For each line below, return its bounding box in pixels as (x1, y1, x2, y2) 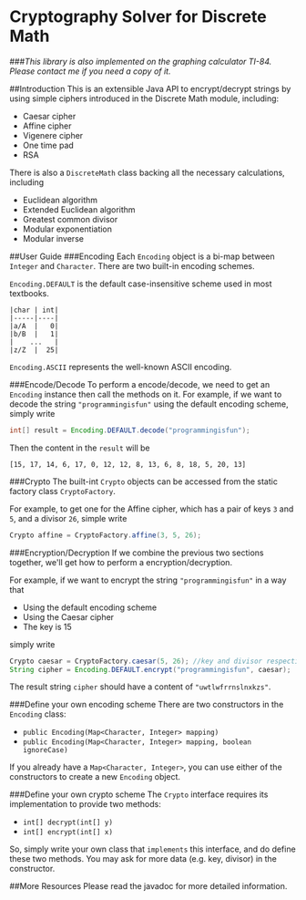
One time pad (22, 140, 75, 150)
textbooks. (9, 287, 50, 298)
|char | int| (9, 305, 59, 315)
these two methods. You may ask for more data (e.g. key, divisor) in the (9, 853, 278, 864)
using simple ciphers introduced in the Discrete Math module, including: (9, 93, 280, 104)
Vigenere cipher (22, 129, 84, 140)
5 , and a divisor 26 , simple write (9, 512, 127, 523)
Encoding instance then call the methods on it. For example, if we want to (9, 388, 282, 399)
